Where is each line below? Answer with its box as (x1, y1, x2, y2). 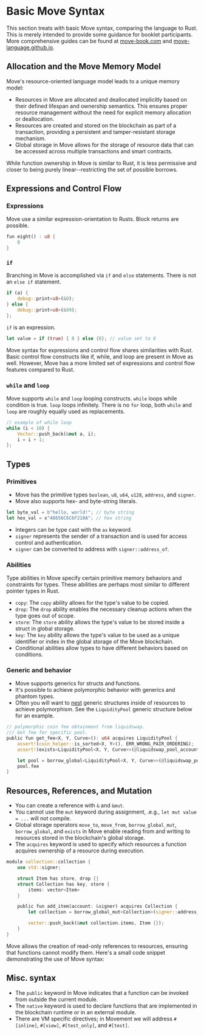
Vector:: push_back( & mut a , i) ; (17, 431, 97, 437)
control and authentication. (15, 538, 83, 546)
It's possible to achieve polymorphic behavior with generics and (15, 686, 175, 694)
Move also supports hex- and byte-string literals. (15, 497, 138, 504)
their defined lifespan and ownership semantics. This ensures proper (15, 102, 188, 110)
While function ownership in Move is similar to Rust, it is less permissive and (6, 159, 197, 167)
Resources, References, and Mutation (6, 786, 152, 796)
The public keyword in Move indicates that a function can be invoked (15, 989, 189, 996)
